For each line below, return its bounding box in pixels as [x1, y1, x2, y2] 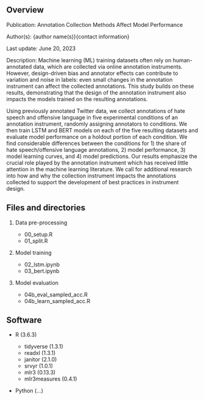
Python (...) [15, 387, 44, 395]
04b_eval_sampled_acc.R [24, 291, 88, 298]
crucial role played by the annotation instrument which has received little [6, 159, 189, 166]
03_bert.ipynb [24, 267, 60, 274]
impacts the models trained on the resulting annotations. [6, 95, 148, 102]
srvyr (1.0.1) [24, 362, 53, 370]
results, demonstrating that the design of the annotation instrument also [6, 88, 187, 96]
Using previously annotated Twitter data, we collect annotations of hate [6, 107, 186, 115]
